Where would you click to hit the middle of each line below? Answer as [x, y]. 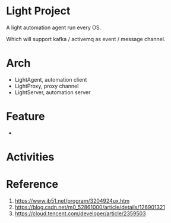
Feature [26, 117]
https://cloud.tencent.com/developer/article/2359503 [80, 213]
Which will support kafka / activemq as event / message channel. [86, 39]
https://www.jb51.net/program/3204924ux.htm [72, 200]
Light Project [38, 11]
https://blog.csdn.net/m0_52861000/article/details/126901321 [90, 207]
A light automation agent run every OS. [54, 27]
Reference [32, 185]
